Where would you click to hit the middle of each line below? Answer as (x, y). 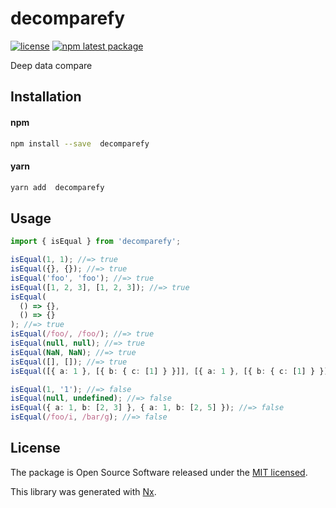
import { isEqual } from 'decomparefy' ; (96, 242)
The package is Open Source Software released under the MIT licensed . (159, 472)
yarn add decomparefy (57, 187)
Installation (46, 97)
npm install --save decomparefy (80, 143)
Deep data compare (51, 65)
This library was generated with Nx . (83, 491)
